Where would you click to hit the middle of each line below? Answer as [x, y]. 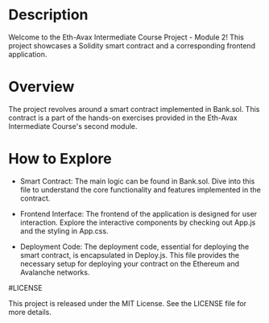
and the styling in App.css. [64, 230]
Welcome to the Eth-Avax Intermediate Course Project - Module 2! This [126, 37]
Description [48, 15]
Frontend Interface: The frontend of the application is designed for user [139, 213]
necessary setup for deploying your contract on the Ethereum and [130, 263]
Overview [41, 87]
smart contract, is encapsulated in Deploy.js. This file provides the [130, 255]
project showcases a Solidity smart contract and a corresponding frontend [132, 45]
